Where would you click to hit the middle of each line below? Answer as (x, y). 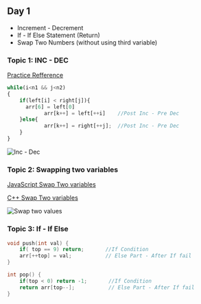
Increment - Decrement (50, 27)
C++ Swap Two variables (43, 198)
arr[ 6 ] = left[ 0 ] (50, 107)
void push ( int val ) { (38, 243)
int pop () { (24, 275)
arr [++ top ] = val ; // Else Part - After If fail (106, 256)
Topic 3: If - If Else (38, 229)
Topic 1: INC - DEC (38, 60)
